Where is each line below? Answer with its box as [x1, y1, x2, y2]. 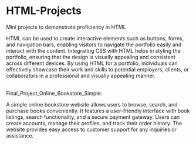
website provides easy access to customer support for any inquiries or [6, 126, 177, 133]
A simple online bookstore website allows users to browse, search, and [6, 101, 178, 108]
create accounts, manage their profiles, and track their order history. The [6, 119, 183, 126]
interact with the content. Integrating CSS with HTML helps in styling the [6, 47, 181, 54]
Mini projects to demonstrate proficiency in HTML [6, 23, 126, 30]
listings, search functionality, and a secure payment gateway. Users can [6, 113, 180, 121]
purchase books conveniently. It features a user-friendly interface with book [6, 107, 190, 114]
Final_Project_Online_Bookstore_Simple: [6, 90, 103, 97]
